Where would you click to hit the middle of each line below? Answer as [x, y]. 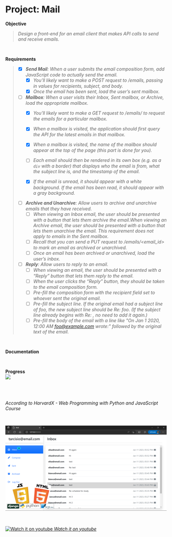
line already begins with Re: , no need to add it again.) [90, 315]
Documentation [22, 352]
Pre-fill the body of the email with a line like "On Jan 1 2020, [96, 321]
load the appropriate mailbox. [57, 103]
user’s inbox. [47, 258]
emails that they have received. [59, 209]
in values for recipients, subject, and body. [78, 86]
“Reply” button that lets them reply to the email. [83, 275]
